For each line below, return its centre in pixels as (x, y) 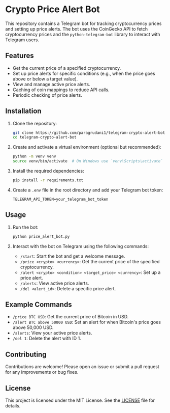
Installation (23, 111)
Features (20, 56)
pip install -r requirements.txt (48, 180)
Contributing (26, 354)
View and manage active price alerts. (51, 84)
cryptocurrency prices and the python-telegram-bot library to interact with (83, 34)
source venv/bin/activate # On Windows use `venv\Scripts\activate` (88, 161)
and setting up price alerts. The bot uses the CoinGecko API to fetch (77, 29)
